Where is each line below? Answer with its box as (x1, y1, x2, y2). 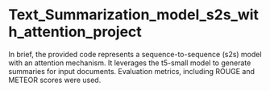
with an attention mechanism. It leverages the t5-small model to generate (8, 58, 251, 68)
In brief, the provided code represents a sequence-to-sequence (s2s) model (8, 49, 262, 59)
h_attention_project (8, 23, 143, 41)
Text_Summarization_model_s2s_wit (8, 6, 260, 24)
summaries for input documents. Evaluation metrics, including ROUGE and (8, 66, 255, 76)
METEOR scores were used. (8, 75, 102, 85)
